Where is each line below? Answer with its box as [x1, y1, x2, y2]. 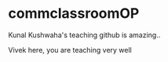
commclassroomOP [8, 5, 140, 22]
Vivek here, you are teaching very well [8, 45, 132, 54]
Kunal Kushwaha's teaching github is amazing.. [8, 30, 161, 40]
